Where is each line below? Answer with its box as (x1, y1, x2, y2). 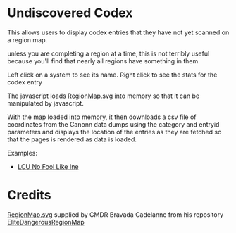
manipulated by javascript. (7, 99, 85, 107)
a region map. (7, 35, 48, 44)
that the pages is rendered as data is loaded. (7, 135, 137, 144)
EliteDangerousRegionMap (7, 218, 85, 226)
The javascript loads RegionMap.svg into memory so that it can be (7, 92, 199, 100)
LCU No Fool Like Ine (17, 162, 79, 170)
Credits (7, 187, 51, 203)
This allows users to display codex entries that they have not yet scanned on (7, 28, 230, 37)
